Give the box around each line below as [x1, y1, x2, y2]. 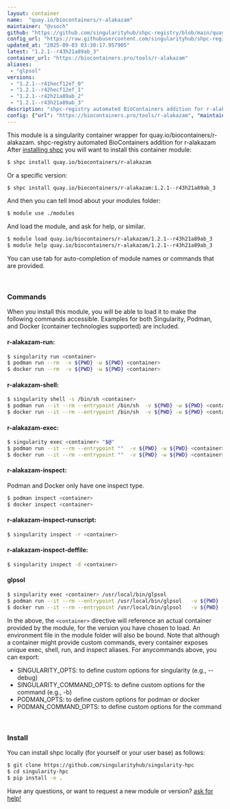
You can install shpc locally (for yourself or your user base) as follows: [7, 749, 205, 757]
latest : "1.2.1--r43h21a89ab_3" [7, 49, 99, 56]
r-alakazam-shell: [7, 381, 60, 389]
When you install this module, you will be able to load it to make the [7, 308, 197, 316]
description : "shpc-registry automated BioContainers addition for [7, 106, 204, 112]
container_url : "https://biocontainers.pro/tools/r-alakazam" [7, 55, 188, 62]
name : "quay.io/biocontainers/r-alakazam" [7, 16, 133, 23]
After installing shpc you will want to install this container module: [7, 145, 192, 154]
